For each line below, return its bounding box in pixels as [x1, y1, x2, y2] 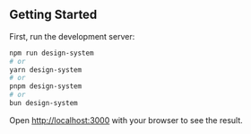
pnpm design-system [9, 82, 82, 91]
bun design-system [9, 99, 78, 108]
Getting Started [9, 7, 98, 22]
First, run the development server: [9, 31, 135, 41]
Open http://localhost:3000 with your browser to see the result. [9, 114, 244, 125]
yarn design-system [9, 65, 82, 75]
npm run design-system [9, 49, 94, 58]
